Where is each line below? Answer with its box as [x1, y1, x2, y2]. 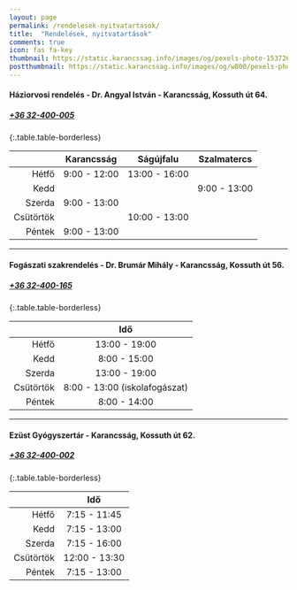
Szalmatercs [198, 153, 253, 165]
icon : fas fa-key [9, 46, 73, 55]
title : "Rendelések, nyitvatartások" [9, 29, 152, 38]
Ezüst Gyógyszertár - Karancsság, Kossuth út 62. [9, 430, 196, 441]
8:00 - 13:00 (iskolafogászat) [63, 381, 188, 394]
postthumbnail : [9, 63, 65, 72]
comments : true [9, 37, 65, 47]
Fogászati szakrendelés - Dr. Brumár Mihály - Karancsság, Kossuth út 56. [9, 260, 285, 271]
